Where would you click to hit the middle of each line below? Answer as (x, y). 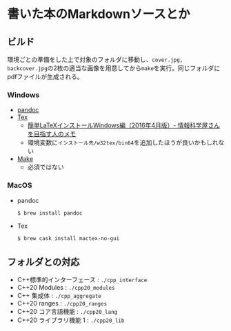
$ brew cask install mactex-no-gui (68, 239)
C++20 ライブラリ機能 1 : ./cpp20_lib (71, 320)
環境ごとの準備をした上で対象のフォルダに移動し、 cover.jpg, (95, 60)
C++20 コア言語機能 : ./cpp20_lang (67, 312)
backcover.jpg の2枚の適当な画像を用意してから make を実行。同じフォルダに (114, 68)
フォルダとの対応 (43, 262)
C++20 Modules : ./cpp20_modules (66, 288)
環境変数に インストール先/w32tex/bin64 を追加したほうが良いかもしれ (123, 142)
